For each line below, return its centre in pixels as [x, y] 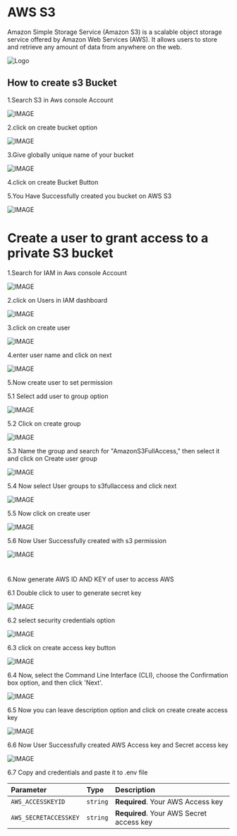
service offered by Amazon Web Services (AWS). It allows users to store [112, 39]
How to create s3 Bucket [62, 83]
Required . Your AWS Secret [161, 813]
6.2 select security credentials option [61, 620]
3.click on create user [39, 327]
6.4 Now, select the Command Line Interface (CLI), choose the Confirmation [118, 675]
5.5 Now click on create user [49, 513]
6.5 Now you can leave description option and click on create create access [117, 710]
